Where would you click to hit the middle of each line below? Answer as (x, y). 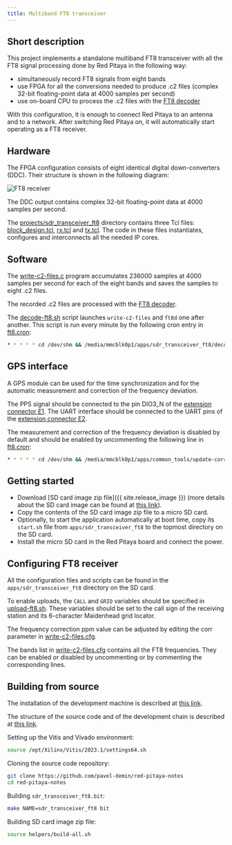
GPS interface (38, 367)
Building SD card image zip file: (52, 821)
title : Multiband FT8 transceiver (57, 14)
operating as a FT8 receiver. (47, 130)
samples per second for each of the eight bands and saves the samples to (113, 283)
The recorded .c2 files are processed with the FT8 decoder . (92, 304)
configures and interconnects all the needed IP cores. (84, 238)
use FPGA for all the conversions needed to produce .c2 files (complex (118, 87)
